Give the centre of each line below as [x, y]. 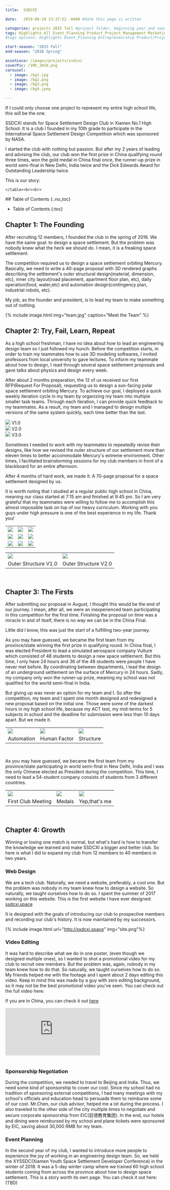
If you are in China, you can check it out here [52, 1001]
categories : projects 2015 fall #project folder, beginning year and [80, 28]
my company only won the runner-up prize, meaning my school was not [80, 678]
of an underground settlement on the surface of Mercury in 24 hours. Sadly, [84, 672]
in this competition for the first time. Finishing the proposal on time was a [81, 615]
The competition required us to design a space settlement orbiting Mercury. [84, 263]
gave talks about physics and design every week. [57, 370]
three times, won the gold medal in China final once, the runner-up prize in [83, 160]
